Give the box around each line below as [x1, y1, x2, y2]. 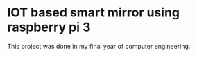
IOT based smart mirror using [7, 5, 180, 21]
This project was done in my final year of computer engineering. [7, 42, 191, 50]
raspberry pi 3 [7, 19, 91, 35]
